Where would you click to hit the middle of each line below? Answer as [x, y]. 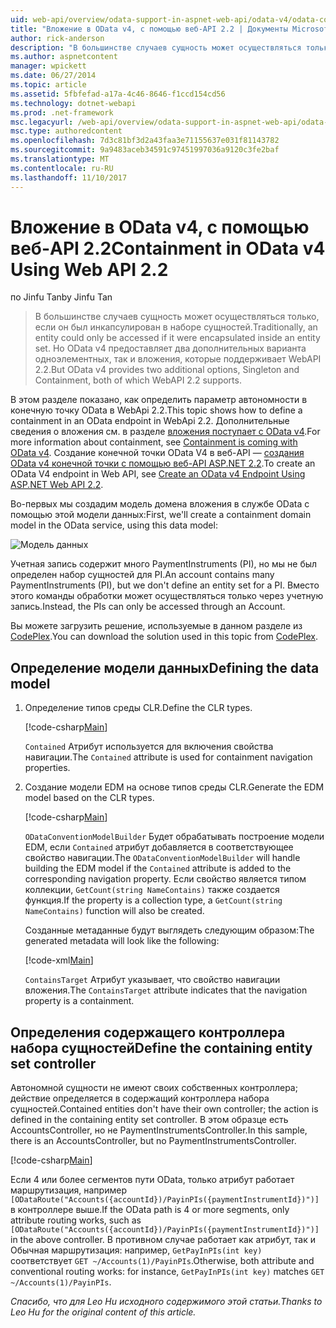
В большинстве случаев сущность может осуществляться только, [177, 317]
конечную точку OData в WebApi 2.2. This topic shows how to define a [156, 410]
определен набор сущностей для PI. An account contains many [142, 575]
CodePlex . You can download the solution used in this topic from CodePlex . [164, 637]
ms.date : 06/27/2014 [53, 76]
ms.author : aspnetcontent [64, 57]
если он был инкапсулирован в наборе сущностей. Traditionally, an [176, 327]
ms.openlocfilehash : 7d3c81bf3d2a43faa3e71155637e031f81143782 [145, 141]
